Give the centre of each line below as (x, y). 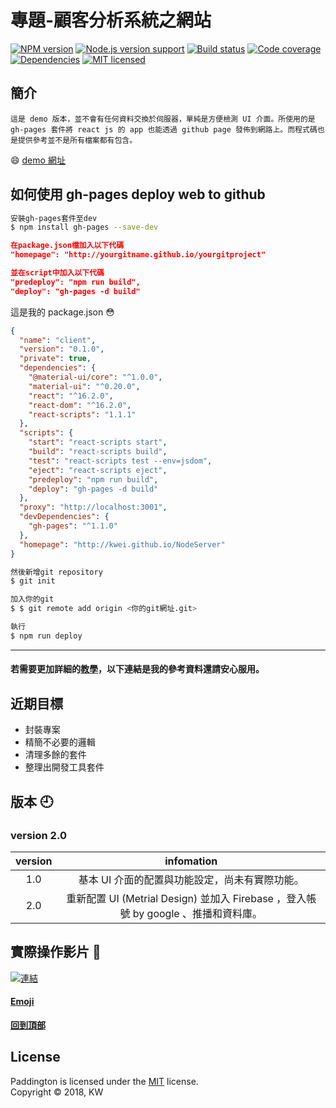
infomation (191, 861)
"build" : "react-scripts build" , (98, 452)
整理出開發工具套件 (64, 767)
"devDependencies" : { (64, 517)
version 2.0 (38, 835)
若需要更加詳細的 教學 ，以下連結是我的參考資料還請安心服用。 (137, 669)
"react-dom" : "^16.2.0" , (80, 405)
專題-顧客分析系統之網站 (111, 20)
